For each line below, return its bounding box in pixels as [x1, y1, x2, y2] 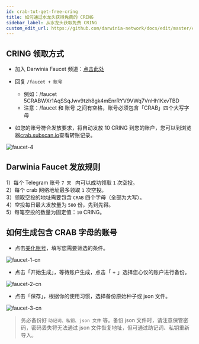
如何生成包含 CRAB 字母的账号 [6, 227, 117, 237]
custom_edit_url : [6, 25, 49, 31]
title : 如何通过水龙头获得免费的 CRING [6, 14, 94, 20]
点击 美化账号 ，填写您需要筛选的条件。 [14, 244, 108, 252]
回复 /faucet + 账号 [14, 78, 63, 85]
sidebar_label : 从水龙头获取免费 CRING [6, 20, 98, 25]
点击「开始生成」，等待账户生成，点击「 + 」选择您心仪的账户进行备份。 [14, 268, 190, 275]
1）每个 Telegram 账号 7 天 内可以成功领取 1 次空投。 [6, 179, 138, 186]
